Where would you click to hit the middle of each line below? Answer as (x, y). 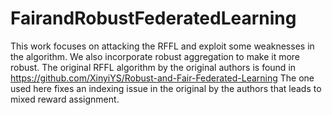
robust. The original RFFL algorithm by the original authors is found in (153, 67)
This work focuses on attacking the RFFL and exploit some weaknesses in (162, 46)
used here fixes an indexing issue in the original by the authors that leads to (166, 88)
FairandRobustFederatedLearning (153, 18)
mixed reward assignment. (65, 99)
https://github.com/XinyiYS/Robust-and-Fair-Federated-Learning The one (162, 78)
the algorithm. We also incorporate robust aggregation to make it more (155, 56)
